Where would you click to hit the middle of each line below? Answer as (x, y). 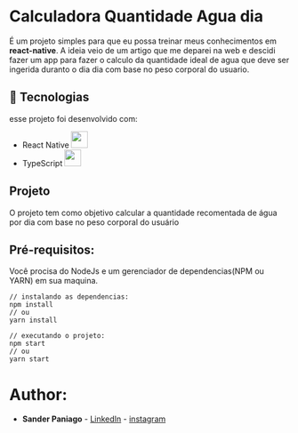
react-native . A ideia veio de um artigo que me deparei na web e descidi (142, 50)
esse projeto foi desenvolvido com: (73, 118)
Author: (39, 394)
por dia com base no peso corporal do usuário (94, 222)
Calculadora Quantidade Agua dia (137, 16)
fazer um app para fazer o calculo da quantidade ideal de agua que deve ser (149, 60)
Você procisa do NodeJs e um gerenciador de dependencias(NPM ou (137, 271)
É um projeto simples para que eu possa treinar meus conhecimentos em (143, 41)
